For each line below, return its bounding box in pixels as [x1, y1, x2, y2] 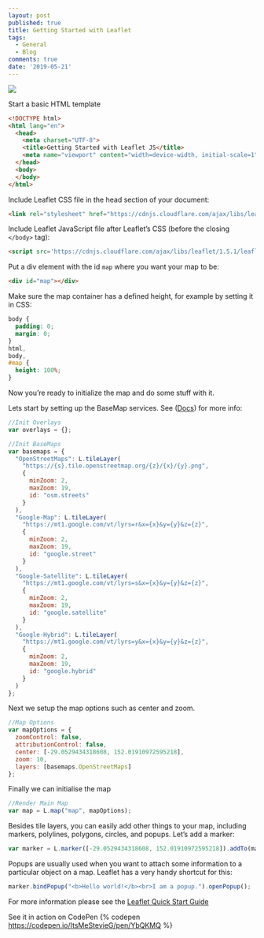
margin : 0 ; [15, 329, 51, 337]
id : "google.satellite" [28, 609, 108, 616]
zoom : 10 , [15, 755, 47, 763]
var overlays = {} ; [8, 426, 72, 434]
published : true [8, 19, 61, 27]
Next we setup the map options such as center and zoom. [8, 703, 196, 713]
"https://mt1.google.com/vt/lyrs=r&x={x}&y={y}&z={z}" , [22, 521, 210, 529]
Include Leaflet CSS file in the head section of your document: [8, 195, 210, 204]
